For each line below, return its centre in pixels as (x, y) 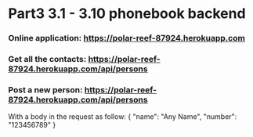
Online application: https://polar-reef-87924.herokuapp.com (127, 38)
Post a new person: (45, 89)
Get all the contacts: (47, 59)
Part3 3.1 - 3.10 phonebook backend (127, 14)
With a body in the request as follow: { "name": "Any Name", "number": (123, 117)
